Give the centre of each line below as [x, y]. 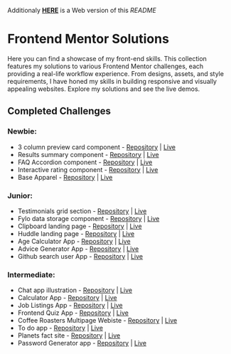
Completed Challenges [59, 111]
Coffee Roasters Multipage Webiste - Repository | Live [97, 321]
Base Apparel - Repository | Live [65, 177]
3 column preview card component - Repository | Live [97, 147]
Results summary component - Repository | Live [88, 154]
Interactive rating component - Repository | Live [88, 169]
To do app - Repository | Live [60, 328]
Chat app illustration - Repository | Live [75, 290]
